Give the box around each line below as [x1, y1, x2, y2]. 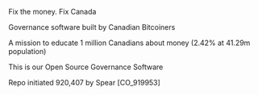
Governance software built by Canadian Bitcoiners [8, 23, 176, 31]
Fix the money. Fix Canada [8, 7, 97, 16]
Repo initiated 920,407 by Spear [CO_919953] [8, 78, 161, 87]
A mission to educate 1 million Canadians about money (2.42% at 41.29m [8, 38, 251, 47]
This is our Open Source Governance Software [8, 62, 164, 72]
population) [8, 47, 47, 56]
